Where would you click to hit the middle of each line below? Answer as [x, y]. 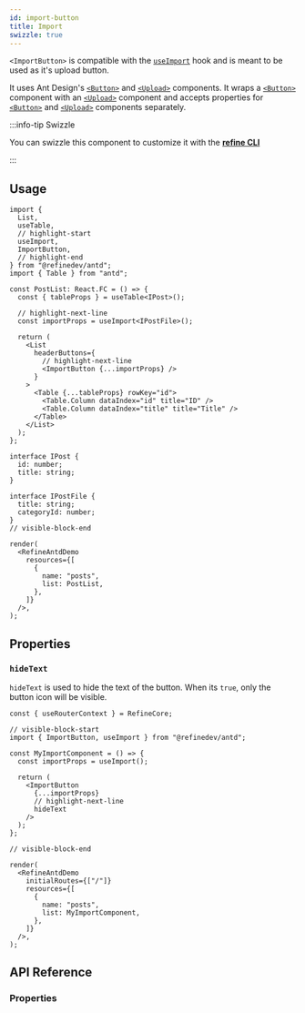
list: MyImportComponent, [91, 912]
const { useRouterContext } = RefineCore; [91, 714]
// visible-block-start [55, 729]
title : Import [36, 26]
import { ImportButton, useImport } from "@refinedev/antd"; [128, 737]
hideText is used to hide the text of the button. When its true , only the [140, 687]
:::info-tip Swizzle [42, 125]
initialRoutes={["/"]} [69, 881]
